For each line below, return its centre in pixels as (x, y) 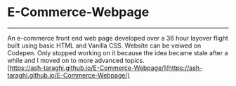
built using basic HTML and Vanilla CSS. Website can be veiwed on (104, 45)
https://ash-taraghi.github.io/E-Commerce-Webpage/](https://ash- (106, 68)
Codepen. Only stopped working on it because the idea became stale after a (118, 52)
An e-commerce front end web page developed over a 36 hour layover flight (118, 38)
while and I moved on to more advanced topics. (76, 60)
